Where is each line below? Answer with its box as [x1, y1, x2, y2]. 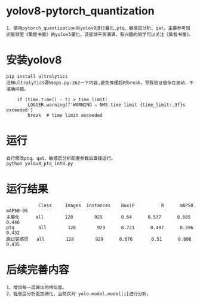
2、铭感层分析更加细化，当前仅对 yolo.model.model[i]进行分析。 [6, 290, 152, 297]
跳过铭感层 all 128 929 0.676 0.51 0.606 [6, 236, 192, 242]
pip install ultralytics [6, 73, 68, 79]
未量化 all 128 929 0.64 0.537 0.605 [6, 214, 191, 220]
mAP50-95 [6, 208, 28, 214]
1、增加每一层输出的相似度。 [6, 284, 67, 290]
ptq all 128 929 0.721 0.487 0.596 [6, 225, 194, 231]
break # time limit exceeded [27, 112, 103, 118]
